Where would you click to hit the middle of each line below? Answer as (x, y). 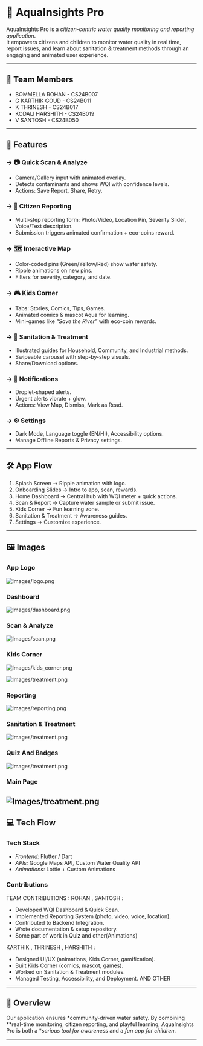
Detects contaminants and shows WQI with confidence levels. (92, 184)
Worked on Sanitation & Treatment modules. (70, 971)
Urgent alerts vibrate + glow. (50, 398)
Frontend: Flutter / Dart (43, 856)
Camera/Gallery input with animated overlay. (70, 178)
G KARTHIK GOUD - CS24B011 (53, 101)
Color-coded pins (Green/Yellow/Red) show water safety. (86, 264)
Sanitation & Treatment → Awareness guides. (71, 516)
